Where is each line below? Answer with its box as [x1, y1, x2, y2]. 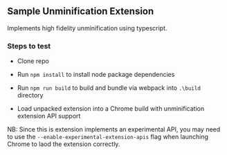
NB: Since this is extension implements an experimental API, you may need [7, 125, 221, 134]
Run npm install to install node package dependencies [17, 71, 175, 79]
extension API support [17, 112, 81, 120]
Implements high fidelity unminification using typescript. [7, 24, 167, 32]
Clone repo [17, 57, 50, 65]
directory [17, 91, 44, 100]
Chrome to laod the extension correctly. [7, 140, 120, 148]
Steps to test [7, 41, 51, 51]
